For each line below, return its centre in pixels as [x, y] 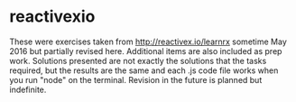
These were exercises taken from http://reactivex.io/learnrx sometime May [148, 42]
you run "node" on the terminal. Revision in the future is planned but [136, 79]
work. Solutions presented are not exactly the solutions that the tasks [138, 60]
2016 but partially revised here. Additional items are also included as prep [146, 51]
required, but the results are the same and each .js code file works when [144, 70]
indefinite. [28, 89]
